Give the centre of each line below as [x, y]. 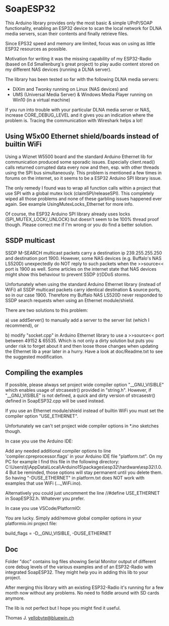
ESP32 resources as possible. [36, 49]
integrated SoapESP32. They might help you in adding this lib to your [77, 572]
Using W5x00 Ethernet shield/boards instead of [82, 137]
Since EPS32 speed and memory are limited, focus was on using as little [80, 43]
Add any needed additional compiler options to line [58, 451]
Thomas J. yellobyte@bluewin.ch [40, 618]
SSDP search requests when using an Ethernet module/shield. [70, 300]
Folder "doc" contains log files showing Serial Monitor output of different [81, 562]
